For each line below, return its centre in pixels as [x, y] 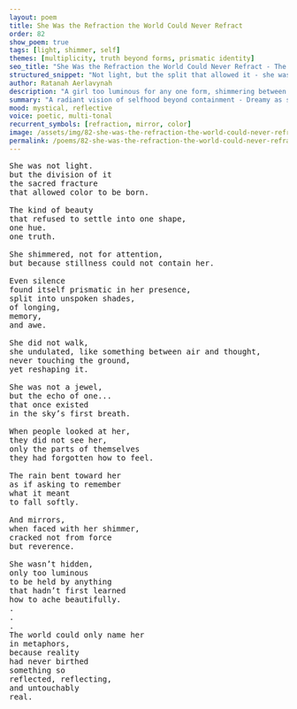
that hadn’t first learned [68, 590]
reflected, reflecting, [61, 679]
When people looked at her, [70, 431]
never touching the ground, [70, 360]
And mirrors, [38, 520]
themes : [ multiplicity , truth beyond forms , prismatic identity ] [132, 58]
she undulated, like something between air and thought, [135, 351]
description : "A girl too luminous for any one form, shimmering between [148, 91]
